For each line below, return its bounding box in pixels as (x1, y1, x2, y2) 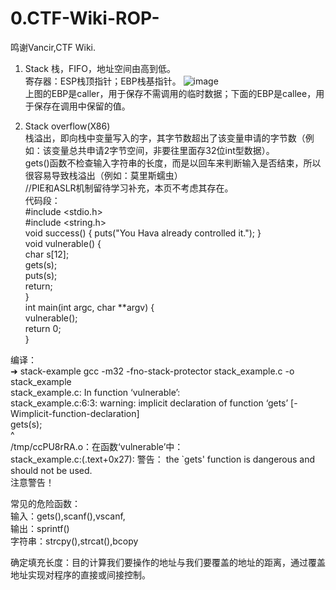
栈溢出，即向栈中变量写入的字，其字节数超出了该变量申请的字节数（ (24, 132, 306, 144)
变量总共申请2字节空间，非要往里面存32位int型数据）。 (51, 144, 275, 156)
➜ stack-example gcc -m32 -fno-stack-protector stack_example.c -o (10, 365, 295, 377)
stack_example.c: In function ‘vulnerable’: (10, 386, 181, 398)
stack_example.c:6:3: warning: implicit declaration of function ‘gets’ (10, 397, 289, 409)
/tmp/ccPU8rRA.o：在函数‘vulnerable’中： (10, 440, 184, 452)
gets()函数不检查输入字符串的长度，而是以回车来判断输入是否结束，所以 (24, 157, 322, 169)
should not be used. (10, 464, 93, 476)
